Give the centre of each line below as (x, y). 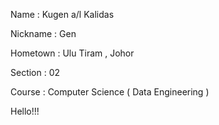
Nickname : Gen (43, 33)
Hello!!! (25, 111)
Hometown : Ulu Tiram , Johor (72, 53)
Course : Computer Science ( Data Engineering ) (110, 92)
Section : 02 (35, 72)
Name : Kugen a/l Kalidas (62, 14)
